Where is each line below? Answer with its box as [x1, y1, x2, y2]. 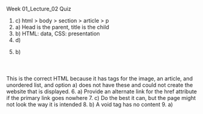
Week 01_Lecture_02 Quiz [6, 5, 71, 12]
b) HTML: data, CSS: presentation [15, 30, 101, 37]
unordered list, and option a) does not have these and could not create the [6, 82, 193, 89]
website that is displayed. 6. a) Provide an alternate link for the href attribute [6, 88, 197, 95]
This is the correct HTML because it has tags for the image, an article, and [6, 75, 193, 82]
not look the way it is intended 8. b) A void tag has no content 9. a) [6, 101, 173, 109]
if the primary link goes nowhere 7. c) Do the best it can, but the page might [6, 94, 196, 102]
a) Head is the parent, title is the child [15, 24, 110, 30]
